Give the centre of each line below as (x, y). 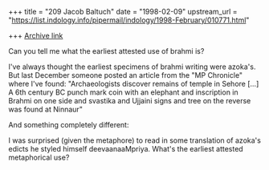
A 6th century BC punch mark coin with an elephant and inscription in (123, 92)
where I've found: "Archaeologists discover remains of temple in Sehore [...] (134, 84)
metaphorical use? (39, 157)
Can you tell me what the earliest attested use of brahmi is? (106, 51)
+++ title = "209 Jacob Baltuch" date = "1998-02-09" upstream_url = (123, 12)
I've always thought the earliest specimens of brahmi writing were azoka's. (132, 67)
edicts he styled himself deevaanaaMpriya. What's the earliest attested (126, 149)
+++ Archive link (36, 36)
